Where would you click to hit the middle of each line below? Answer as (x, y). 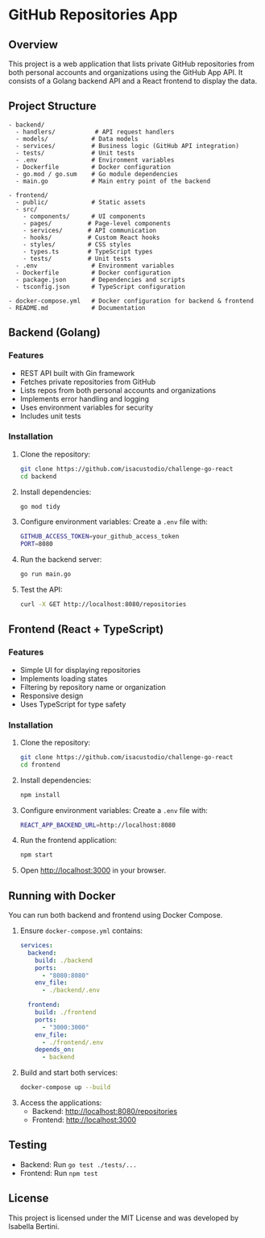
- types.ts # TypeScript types (88, 251)
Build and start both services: (69, 1073)
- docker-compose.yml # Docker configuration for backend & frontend (131, 301)
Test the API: (41, 590)
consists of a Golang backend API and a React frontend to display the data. (133, 81)
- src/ (27, 209)
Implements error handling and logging (85, 398)
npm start (37, 855)
